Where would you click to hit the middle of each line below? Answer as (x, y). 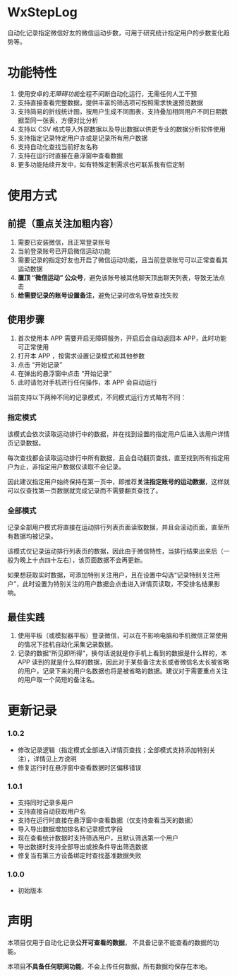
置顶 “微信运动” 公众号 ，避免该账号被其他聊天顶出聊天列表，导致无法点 (121, 277)
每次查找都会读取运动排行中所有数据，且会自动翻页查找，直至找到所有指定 (115, 457)
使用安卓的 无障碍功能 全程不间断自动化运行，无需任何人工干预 (107, 93)
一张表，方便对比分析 (67, 120)
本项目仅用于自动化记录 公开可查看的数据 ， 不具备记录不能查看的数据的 (110, 943)
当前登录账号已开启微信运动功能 (64, 251)
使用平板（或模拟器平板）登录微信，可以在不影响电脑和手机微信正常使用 (122, 636)
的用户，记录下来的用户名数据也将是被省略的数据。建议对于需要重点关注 (122, 671)
